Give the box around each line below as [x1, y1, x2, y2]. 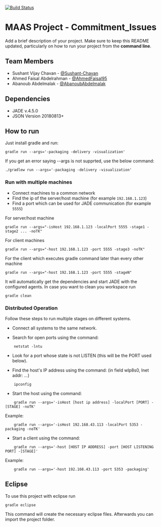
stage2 [5, 229, 19, 234]
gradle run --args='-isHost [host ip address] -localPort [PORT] [14, 400, 150, 405]
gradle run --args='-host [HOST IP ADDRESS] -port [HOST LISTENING [14, 444, 154, 449]
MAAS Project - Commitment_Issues [5, 22, 157, 33]
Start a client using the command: [12, 435, 80, 441]
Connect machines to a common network [12, 190, 96, 196]
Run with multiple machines [5, 179, 72, 186]
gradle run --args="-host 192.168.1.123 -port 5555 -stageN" [5, 270, 132, 275]
